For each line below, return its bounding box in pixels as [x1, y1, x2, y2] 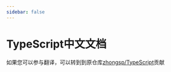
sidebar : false [6, 9, 45, 15]
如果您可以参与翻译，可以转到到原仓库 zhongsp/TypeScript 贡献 [6, 59, 165, 66]
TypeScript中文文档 [6, 37, 107, 51]
